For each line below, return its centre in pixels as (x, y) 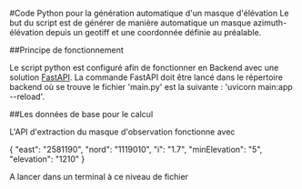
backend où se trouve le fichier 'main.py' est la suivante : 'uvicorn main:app (151, 87)
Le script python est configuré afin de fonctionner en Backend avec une (144, 68)
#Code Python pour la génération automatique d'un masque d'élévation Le (149, 13)
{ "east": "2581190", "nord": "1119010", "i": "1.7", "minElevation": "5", (136, 149)
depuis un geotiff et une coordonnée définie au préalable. (153, 32)
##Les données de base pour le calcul (81, 114)
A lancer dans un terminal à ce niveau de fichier (99, 177)
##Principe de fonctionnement (67, 50)
